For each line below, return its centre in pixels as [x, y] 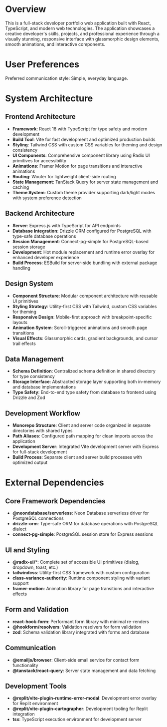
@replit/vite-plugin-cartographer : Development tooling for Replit [80, 709]
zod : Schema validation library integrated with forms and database [81, 632]
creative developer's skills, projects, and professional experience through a [82, 33]
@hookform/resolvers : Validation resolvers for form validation [77, 627]
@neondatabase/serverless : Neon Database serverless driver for [81, 513]
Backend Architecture [40, 213]
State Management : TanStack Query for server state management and [85, 182]
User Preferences [42, 65]
